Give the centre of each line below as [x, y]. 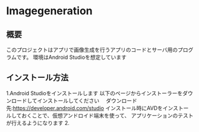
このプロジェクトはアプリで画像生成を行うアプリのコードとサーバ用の [92, 50]
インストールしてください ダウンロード [87, 100]
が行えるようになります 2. [38, 122]
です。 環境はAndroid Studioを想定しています [71, 57]
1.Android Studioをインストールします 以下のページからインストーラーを [94, 93]
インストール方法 [37, 78]
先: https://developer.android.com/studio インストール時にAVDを [85, 108]
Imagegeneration [50, 11]
